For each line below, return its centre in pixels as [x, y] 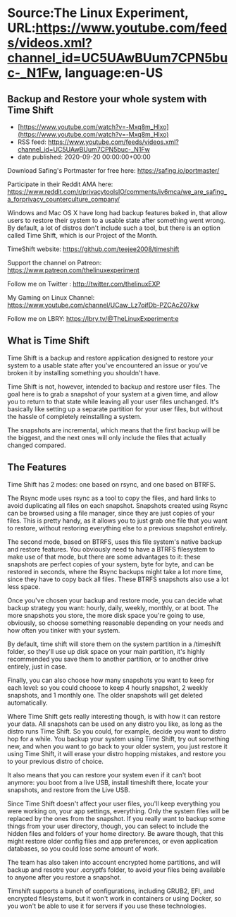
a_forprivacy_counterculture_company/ [64, 199]
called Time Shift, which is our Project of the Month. [83, 235]
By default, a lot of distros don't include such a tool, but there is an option [114, 228]
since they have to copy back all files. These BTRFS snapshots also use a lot [118, 579]
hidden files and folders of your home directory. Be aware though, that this [116, 833]
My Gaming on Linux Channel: [51, 297]
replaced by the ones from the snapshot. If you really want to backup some [116, 818]
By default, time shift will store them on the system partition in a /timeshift [114, 644]
